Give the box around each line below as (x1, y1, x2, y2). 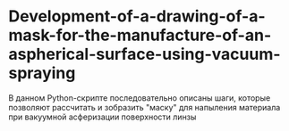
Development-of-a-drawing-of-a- (8, 6, 266, 27)
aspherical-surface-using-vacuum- (8, 45, 281, 64)
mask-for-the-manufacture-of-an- (8, 25, 272, 45)
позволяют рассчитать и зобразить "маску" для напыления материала (8, 102, 281, 112)
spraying (8, 63, 76, 84)
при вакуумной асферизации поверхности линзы (8, 111, 197, 122)
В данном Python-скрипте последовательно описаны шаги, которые (8, 92, 271, 103)
